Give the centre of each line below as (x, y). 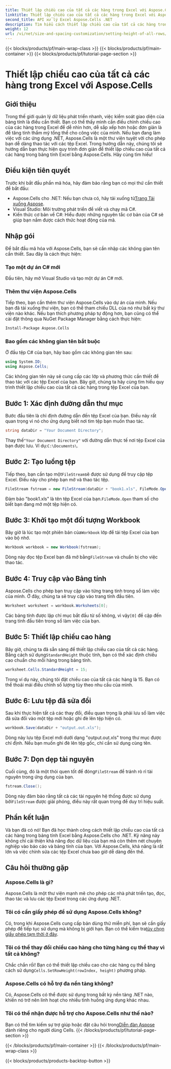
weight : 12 (17, 29)
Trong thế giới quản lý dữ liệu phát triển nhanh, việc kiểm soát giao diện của (85, 116)
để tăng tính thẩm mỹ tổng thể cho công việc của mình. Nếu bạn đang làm (83, 133)
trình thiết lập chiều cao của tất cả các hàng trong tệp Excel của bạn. (77, 387)
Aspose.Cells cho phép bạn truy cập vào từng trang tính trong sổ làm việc (83, 591)
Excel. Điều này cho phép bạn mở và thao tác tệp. (57, 479)
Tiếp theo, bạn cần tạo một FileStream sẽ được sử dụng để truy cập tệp (79, 474)
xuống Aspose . (28, 204)
